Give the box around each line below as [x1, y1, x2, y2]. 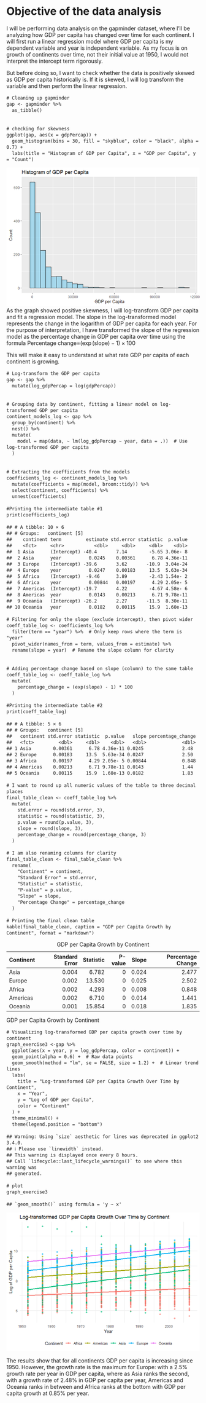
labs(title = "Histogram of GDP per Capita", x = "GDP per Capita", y [12, 150, 196, 156]
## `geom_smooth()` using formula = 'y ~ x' [6, 1201, 122, 1207]
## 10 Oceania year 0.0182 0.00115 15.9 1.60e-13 [6, 604, 188, 610]
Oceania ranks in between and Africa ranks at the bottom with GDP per [6, 1383, 186, 1390]
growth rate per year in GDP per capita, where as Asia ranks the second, [6, 1370, 189, 1377]
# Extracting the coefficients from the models [6, 468, 131, 475]
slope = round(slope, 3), [17, 825, 84, 831]
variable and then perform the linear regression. [6, 82, 128, 90]
